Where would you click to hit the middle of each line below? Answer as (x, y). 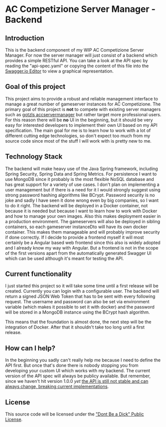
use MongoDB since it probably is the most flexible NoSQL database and (80, 179)
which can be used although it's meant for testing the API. (65, 258)
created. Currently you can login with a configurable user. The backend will (82, 291)
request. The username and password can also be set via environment (77, 302)
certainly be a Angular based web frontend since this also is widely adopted (83, 243)
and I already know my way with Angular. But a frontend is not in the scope (82, 248)
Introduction (25, 38)
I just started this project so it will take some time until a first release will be (82, 286)
